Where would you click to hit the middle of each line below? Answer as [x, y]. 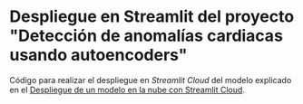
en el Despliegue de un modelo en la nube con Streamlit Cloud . [127, 90]
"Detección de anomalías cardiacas [147, 36]
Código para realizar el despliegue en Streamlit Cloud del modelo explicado [151, 80]
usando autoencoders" [98, 55]
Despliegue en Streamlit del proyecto [152, 17]
